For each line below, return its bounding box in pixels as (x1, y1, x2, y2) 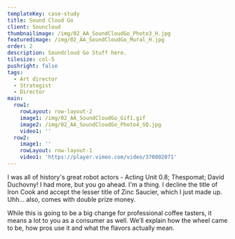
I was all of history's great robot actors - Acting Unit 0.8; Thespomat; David (7, 172, 224, 181)
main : (7, 95, 23, 102)
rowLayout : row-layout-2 (20, 108, 93, 115)
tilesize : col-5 (7, 56, 55, 63)
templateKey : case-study (7, 10, 80, 18)
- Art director (13, 75, 58, 83)
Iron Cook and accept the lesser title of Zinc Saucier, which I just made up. (7, 187, 222, 196)
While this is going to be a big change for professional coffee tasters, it (7, 208, 212, 217)
